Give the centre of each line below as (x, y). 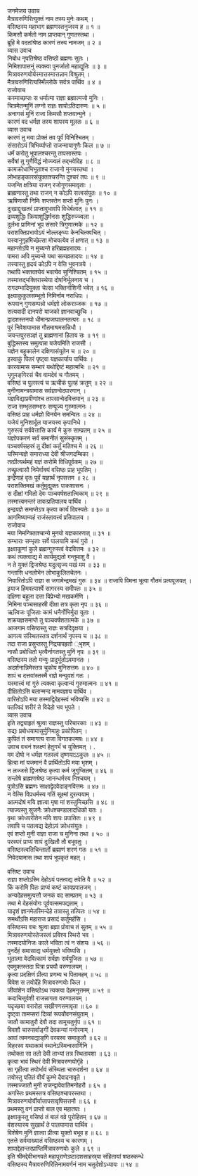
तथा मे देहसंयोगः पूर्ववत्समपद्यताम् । (46, 903)
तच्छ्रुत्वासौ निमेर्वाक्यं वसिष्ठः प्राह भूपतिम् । (52, 470)
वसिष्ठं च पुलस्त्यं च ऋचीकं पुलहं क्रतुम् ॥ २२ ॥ (60, 383)
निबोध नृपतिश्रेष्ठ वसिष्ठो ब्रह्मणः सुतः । (48, 58)
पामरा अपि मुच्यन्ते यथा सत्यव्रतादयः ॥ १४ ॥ (55, 256)
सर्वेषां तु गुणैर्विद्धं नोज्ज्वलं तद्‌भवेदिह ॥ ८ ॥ (54, 161)
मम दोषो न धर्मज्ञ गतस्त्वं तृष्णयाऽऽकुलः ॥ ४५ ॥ (59, 755)
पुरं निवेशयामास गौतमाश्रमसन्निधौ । (45, 327)
